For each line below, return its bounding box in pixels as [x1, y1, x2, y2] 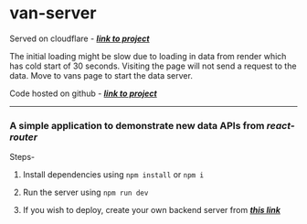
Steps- [9, 152, 35, 163]
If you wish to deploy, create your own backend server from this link [22, 205, 281, 216]
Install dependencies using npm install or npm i [22, 169, 205, 180]
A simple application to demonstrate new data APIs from [9, 119, 265, 132]
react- [266, 119, 295, 132]
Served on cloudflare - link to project [9, 33, 150, 44]
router [9, 131, 38, 144]
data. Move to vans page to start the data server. [9, 69, 194, 80]
